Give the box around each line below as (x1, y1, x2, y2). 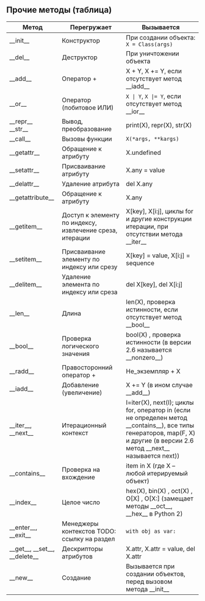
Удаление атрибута (62, 179, 120, 188)
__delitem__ (9, 280, 42, 288)
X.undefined (126, 148, 162, 157)
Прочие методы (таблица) (6, 5, 112, 15)
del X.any (126, 179, 153, 188)
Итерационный (62, 421, 107, 429)
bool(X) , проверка (126, 330, 181, 339)
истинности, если (126, 305, 178, 313)
